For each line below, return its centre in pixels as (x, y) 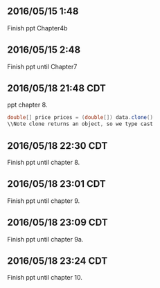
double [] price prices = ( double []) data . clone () (80, 118)
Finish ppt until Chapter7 (42, 66)
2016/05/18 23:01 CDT (56, 184)
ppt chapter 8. (27, 105)
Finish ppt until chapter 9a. (45, 239)
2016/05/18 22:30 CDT (57, 146)
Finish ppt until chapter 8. (44, 162)
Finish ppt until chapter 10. (45, 278)
